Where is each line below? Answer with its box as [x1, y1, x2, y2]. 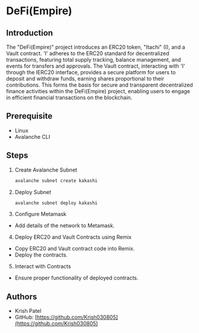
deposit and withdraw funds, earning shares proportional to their [6, 75, 165, 82]
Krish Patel [14, 307, 42, 315]
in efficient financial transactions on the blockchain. [6, 94, 132, 101]
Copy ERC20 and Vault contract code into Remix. [14, 245, 135, 252]
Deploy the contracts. [14, 251, 68, 259]
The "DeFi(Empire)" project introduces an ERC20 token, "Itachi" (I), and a [6, 43, 185, 50]
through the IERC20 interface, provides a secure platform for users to [6, 69, 176, 75]
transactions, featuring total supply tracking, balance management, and [6, 56, 181, 63]
